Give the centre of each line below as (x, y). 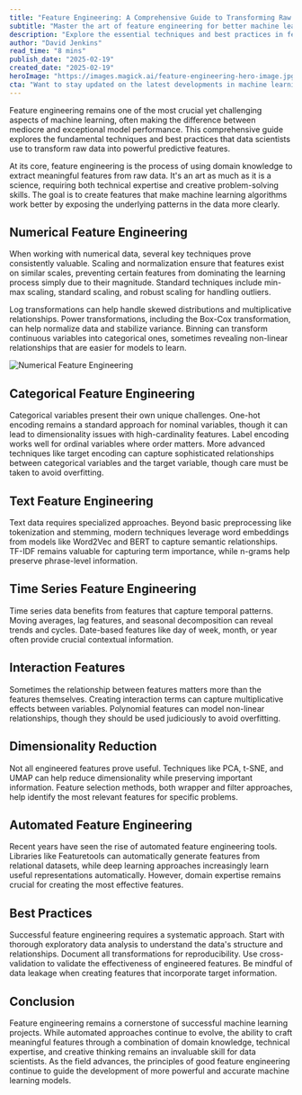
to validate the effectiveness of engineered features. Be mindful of (170, 964)
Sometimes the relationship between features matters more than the (136, 689)
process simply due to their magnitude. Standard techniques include (136, 283)
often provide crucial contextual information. (91, 639)
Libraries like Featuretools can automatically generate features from (135, 857)
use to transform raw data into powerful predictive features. (120, 148)
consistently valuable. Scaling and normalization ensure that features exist (147, 264)
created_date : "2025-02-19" (62, 68)
